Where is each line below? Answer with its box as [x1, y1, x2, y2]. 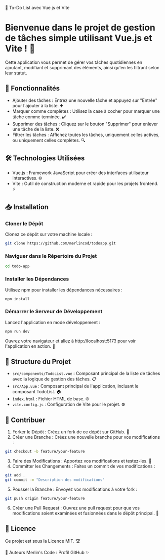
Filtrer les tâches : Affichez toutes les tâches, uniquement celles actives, [12, 132, 160, 138]
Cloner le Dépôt [5, 220, 43, 227]
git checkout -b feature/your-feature [5, 449, 85, 454]
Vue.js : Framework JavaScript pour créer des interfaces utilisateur [12, 170, 149, 176]
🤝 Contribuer [5, 416, 45, 424]
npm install [5, 296, 30, 301]
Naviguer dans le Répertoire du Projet [5, 253, 97, 260]
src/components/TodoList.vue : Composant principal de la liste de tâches [12, 371, 161, 376]
